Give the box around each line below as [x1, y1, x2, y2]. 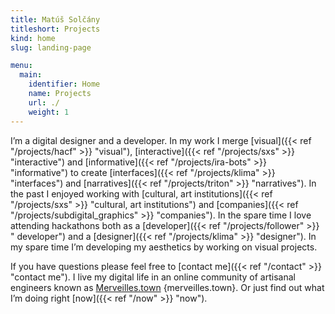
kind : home [10, 33, 56, 43]
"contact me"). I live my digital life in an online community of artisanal [10, 271, 296, 283]
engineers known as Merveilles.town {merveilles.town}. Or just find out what [10, 281, 325, 293]
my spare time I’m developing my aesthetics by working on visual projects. [10, 241, 318, 253]
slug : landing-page [10, 42, 92, 53]
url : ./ [28, 97, 60, 108]
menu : [10, 61, 33, 71]
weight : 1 [28, 107, 70, 117]
